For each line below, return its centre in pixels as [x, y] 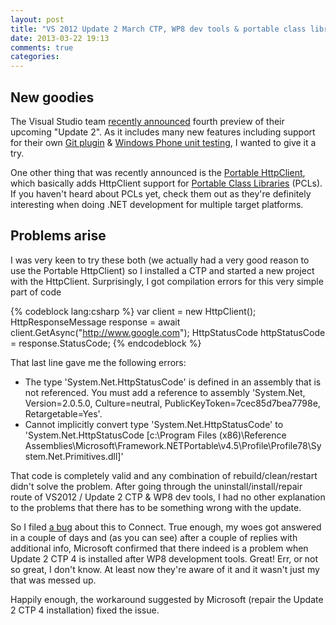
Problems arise [58, 236]
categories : [35, 57]
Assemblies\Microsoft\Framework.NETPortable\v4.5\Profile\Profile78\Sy [173, 445]
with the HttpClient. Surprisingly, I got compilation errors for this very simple [167, 281]
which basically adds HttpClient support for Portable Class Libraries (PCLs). [166, 183]
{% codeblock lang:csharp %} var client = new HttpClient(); [133, 311]
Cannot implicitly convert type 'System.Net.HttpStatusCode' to [154, 424]
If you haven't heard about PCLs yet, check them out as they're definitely [161, 193]
